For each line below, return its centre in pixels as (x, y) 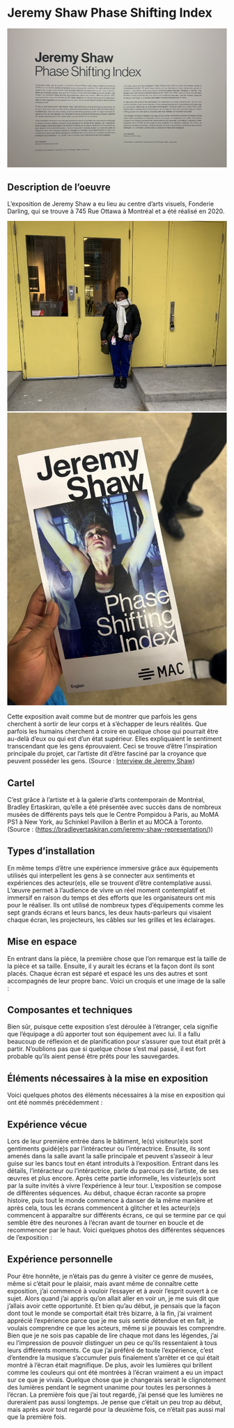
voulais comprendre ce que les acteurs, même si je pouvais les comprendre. (117, 1328)
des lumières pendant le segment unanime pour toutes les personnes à (109, 1387)
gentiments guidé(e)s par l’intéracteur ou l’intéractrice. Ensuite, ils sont (109, 1149)
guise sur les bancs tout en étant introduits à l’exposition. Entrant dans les (113, 1163)
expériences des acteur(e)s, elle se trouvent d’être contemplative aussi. (110, 882)
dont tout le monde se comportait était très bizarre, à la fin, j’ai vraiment (110, 1313)
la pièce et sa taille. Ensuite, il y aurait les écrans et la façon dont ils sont (111, 966)
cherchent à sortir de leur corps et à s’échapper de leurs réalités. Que (107, 724)
